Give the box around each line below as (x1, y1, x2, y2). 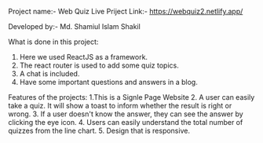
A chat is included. (19, 69, 80, 78)
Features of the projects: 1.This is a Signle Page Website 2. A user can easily (8, 93, 255, 101)
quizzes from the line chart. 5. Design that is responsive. (8, 126, 191, 135)
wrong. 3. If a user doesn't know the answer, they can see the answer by (8, 109, 243, 119)
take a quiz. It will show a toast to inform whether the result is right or (8, 101, 232, 110)
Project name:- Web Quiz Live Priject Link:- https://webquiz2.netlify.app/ (8, 7, 243, 16)
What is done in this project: (8, 37, 99, 46)
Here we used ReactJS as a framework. (19, 53, 148, 61)
